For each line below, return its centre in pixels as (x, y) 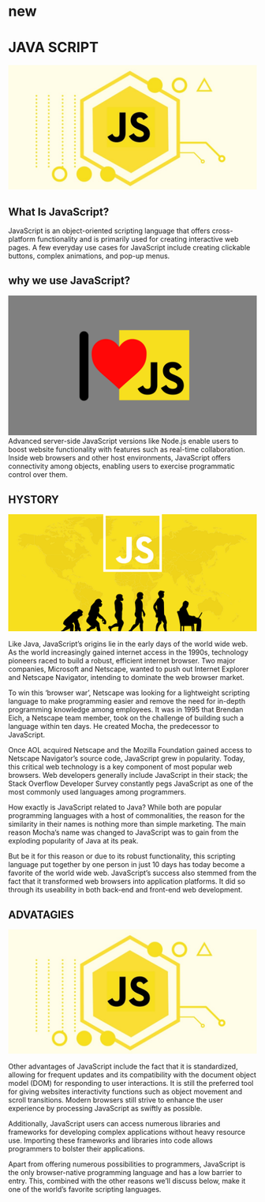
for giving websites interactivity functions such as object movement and (125, 1091)
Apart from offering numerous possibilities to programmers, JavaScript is (127, 1164)
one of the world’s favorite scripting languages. (85, 1189)
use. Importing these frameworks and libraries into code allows (110, 1140)
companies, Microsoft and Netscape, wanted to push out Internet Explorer (129, 669)
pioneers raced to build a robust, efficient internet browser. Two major (122, 661)
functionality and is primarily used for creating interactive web (138, 239)
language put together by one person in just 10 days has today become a (127, 865)
